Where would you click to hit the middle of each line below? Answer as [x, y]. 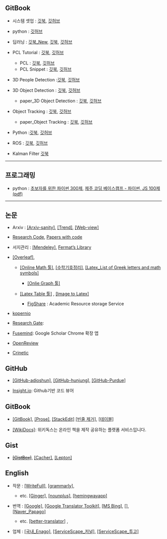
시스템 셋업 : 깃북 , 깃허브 [36, 21]
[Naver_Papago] [29, 511]
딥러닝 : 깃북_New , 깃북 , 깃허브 [42, 42]
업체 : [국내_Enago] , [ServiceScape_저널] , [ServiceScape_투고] [76, 531]
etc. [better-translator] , [44, 521]
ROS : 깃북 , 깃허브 [30, 143]
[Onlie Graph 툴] [44, 283]
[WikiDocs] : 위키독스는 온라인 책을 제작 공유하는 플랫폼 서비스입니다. [79, 430]
